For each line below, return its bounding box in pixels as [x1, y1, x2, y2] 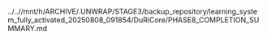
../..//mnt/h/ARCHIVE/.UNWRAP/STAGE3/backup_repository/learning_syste [7, 7, 257, 16]
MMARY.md [7, 24, 48, 33]
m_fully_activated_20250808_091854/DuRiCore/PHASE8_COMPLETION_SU [7, 15, 260, 25]
